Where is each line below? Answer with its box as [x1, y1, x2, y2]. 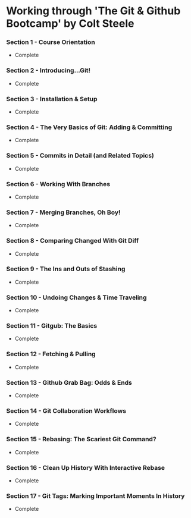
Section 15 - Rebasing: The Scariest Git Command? [6, 435, 156, 444]
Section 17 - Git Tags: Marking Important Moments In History [6, 492, 185, 500]
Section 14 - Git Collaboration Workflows [6, 406, 127, 415]
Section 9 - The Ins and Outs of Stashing [6, 265, 126, 273]
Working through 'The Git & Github [6, 4, 181, 18]
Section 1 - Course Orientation [6, 38, 95, 46]
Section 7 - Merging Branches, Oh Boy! [6, 208, 121, 216]
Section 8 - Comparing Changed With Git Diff [6, 237, 139, 245]
